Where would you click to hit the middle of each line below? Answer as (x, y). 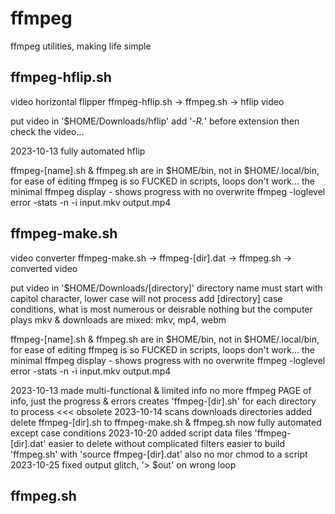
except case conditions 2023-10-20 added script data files (131, 433)
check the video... (47, 131)
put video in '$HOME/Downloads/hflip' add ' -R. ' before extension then (155, 121)
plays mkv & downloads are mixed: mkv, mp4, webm (118, 319)
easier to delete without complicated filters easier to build (167, 443)
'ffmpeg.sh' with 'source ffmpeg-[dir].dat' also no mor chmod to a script (159, 454)
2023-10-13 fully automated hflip (78, 151)
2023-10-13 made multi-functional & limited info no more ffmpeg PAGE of (161, 390)
